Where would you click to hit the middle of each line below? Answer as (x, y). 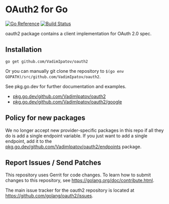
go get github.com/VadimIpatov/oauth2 (47, 62)
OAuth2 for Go (37, 9)
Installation (24, 50)
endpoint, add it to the (29, 141)
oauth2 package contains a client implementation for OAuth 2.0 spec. (79, 33)
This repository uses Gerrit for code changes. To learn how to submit (78, 175)
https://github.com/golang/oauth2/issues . (49, 196)
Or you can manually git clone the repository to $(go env (65, 71)
